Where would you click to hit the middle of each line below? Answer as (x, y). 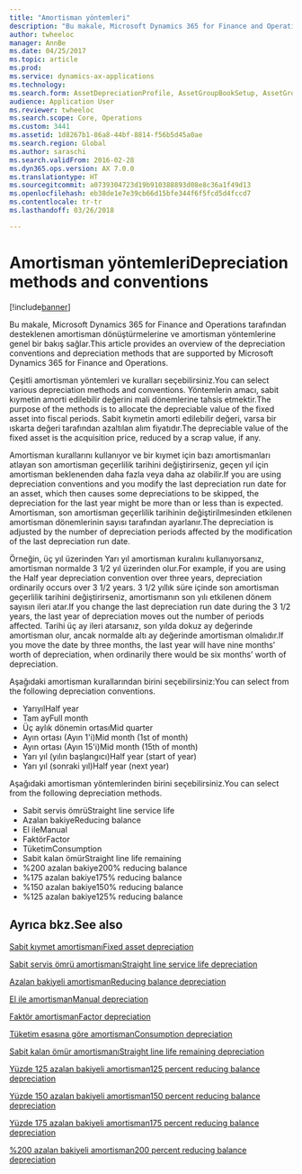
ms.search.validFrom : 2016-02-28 (72, 160)
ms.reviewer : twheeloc (52, 110)
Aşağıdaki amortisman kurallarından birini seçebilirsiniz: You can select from (149, 681)
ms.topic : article (44, 59)
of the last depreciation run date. (70, 541)
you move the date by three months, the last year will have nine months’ (142, 644)
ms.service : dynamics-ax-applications (82, 77)
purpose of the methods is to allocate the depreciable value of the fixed (142, 409)
